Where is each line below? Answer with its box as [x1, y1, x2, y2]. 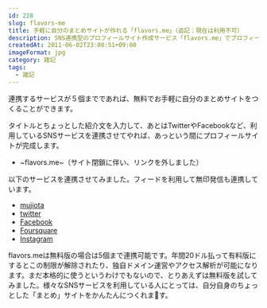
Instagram [19, 234, 53, 244]
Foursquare [19, 225, 58, 235]
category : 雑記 [8, 57, 56, 64]
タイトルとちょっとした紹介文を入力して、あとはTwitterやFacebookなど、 [8, 120, 250, 130]
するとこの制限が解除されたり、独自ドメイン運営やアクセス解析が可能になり [8, 260, 258, 270]
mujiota [19, 200, 45, 209]
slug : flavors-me [8, 19, 66, 27]
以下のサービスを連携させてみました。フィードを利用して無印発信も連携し [8, 174, 252, 184]
